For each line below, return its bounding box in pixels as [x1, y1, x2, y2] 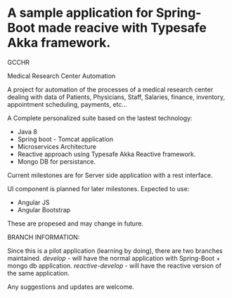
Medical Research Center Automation [7, 72, 116, 80]
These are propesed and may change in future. [7, 219, 144, 228]
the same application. [7, 268, 70, 277]
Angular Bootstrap [17, 205, 71, 214]
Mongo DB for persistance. [17, 157, 96, 166]
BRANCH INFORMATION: [7, 233, 80, 241]
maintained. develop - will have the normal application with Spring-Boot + [7, 254, 221, 262]
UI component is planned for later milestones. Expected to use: [7, 184, 190, 193]
